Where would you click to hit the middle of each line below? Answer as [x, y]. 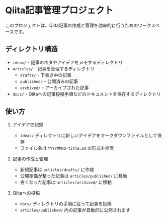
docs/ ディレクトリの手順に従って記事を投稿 [66, 203]
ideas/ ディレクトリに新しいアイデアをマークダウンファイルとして [89, 135]
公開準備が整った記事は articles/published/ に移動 [73, 176]
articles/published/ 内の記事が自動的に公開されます [75, 210]
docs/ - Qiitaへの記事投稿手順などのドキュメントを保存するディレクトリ [87, 94]
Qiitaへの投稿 [26, 193]
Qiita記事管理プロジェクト [59, 10]
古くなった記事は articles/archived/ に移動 [66, 182]
